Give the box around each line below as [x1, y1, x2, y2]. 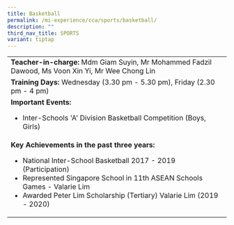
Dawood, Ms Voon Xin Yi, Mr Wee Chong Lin [10, 66, 156, 76]
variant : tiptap [7, 36, 54, 43]
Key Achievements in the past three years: [10, 140, 155, 150]
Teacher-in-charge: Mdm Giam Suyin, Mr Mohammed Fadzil [10, 57, 212, 67]
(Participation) [22, 164, 70, 174]
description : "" [7, 23, 54, 30]
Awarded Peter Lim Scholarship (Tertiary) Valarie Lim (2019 [22, 191, 219, 201]
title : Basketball [7, 10, 61, 17]
